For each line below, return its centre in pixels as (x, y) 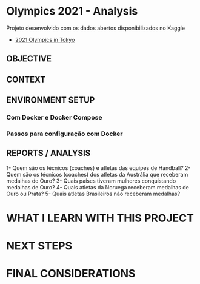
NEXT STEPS (39, 246)
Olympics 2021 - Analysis (72, 11)
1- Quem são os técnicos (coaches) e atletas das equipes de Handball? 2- (98, 167)
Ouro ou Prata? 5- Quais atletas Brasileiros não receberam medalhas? (93, 194)
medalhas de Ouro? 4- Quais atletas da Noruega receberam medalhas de (98, 187)
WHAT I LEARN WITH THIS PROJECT (100, 218)
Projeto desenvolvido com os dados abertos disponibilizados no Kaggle (96, 28)
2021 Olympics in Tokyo (45, 39)
